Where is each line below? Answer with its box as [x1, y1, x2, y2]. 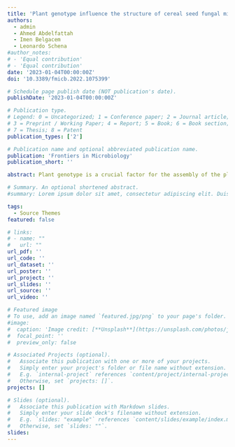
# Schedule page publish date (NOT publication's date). [7, 88, 177, 95]
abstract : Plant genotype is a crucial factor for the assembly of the [7, 171, 220, 178]
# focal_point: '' [7, 332, 64, 339]
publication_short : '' [7, 159, 73, 166]
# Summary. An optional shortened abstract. [7, 184, 139, 191]
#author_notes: [7, 50, 52, 57]
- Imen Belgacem [13, 36, 61, 43]
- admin [13, 23, 36, 30]
